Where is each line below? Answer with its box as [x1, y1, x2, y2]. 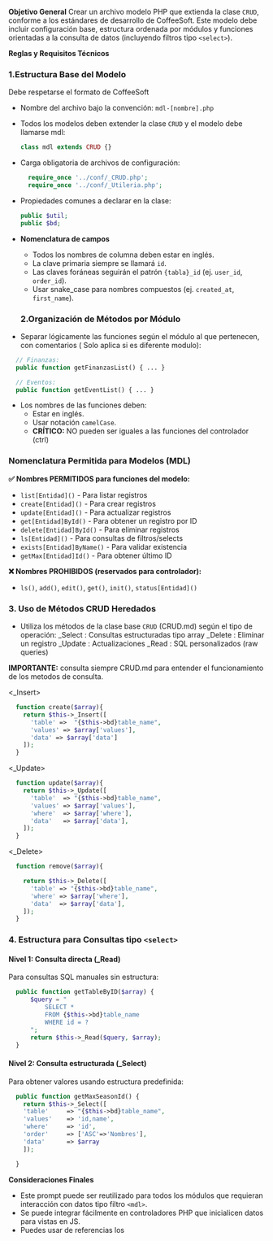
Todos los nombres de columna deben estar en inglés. [32, 250, 214, 259]
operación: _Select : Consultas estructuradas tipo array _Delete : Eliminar [19, 630, 265, 640]
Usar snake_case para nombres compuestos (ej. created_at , [32, 284, 235, 294]
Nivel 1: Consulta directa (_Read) [8, 954, 121, 964]
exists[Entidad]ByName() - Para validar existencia [19, 542, 188, 551]
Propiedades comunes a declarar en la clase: [19, 195, 172, 206]
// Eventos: [15, 378, 57, 386]
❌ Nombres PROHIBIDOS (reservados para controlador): [8, 566, 201, 576]
